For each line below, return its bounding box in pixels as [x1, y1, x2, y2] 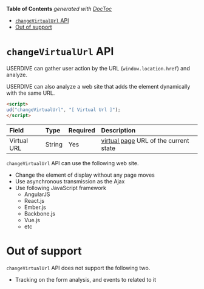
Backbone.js [24, 209, 56, 217]
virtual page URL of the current [101, 136, 189, 144]
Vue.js [24, 216, 41, 223]
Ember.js [24, 203, 47, 211]
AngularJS [24, 191, 50, 198]
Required [68, 126, 95, 134]
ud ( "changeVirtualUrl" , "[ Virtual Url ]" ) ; [6, 106, 121, 113]
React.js [24, 197, 44, 204]
